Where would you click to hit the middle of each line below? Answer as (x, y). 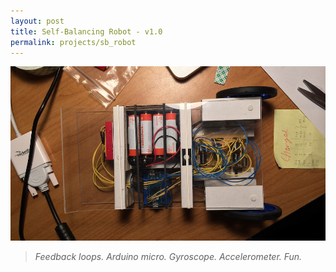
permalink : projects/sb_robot (73, 42)
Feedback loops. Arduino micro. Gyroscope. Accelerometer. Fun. (168, 256)
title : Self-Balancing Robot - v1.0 (86, 31)
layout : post (37, 21)
